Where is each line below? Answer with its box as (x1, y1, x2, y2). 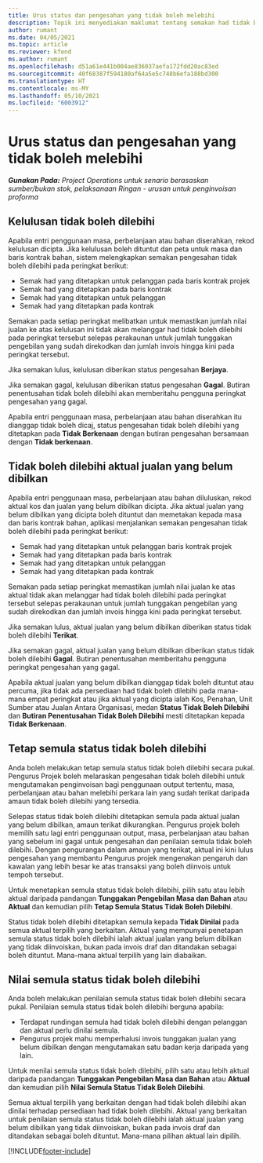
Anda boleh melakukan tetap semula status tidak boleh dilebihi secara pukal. (8, 763, 255, 772)
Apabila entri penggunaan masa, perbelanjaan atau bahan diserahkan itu (8, 411, 243, 421)
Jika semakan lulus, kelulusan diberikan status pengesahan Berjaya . (8, 364, 229, 374)
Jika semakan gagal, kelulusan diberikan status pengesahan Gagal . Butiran (8, 380, 250, 389)
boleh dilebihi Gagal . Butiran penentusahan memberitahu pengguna (8, 653, 227, 664)
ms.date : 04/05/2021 (8, 33, 76, 42)
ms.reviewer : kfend (8, 48, 72, 56)
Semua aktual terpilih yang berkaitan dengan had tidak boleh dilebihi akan (8, 1098, 247, 1107)
